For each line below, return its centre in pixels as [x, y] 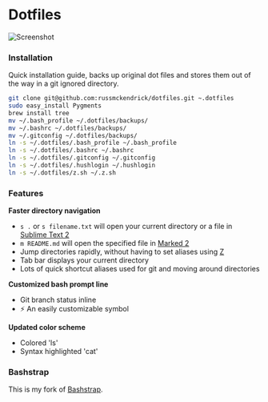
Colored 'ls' [39, 343]
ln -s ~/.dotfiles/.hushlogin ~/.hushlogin [82, 166]
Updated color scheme [47, 328]
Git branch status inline [58, 300]
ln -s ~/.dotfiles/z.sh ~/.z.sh [62, 173]
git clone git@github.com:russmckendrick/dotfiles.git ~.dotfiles [121, 98]
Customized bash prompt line [58, 284]
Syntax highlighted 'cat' [59, 352]
